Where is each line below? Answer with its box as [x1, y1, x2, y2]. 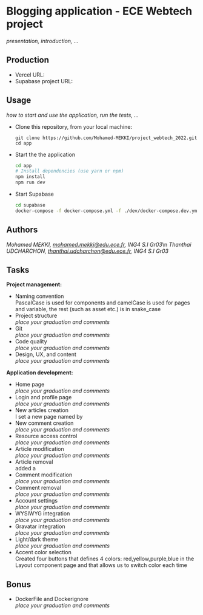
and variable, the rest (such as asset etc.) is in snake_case [15, 306, 161, 313]
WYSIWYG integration [15, 510, 70, 517]
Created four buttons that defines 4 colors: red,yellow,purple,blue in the [15, 555, 195, 563]
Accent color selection [15, 549, 72, 556]
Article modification [15, 445, 65, 453]
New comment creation [15, 419, 74, 427]
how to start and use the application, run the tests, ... [6, 111, 139, 119]
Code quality [15, 338, 47, 345]
